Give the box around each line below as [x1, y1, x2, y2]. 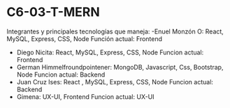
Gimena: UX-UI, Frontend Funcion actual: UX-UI [16, 92, 154, 101]
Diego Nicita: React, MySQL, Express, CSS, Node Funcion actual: [16, 48, 204, 56]
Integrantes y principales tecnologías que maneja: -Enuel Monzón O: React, [6, 27, 224, 36]
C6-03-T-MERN [6, 4, 101, 20]
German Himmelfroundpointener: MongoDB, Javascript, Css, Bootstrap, [16, 63, 224, 71]
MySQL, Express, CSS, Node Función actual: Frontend [6, 34, 162, 43]
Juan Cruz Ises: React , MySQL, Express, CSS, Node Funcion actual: [16, 77, 214, 86]
